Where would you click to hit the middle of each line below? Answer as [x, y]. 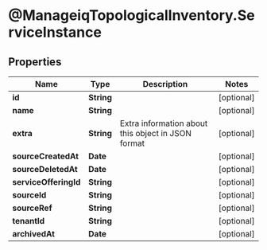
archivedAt [34, 234]
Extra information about [164, 123]
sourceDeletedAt [45, 169]
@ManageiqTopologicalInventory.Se [132, 16]
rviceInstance [55, 32]
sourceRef [33, 208]
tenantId [29, 221]
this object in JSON [156, 133]
